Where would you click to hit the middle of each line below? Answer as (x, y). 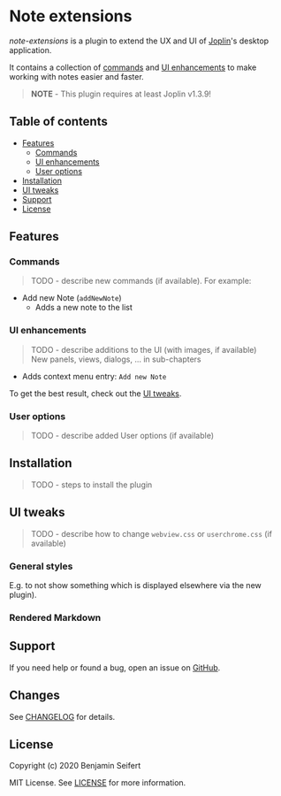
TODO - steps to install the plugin (91, 485)
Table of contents (58, 122)
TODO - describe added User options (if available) (122, 436)
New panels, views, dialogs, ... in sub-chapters (116, 359)
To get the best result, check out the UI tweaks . (95, 393)
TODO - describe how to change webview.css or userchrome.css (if (151, 533)
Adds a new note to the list (84, 308)
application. (30, 50)
